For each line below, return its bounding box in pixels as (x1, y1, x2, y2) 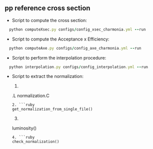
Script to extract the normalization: (11, 73, 83, 79)
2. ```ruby (11, 102, 35, 107)
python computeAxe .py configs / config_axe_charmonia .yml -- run (9, 45, 141, 50)
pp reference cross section (4, 4, 90, 12)
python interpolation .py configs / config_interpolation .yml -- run (9, 64, 148, 69)
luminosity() (11, 125, 37, 131)
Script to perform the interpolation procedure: (11, 54, 106, 60)
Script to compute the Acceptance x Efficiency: (11, 36, 109, 42)
